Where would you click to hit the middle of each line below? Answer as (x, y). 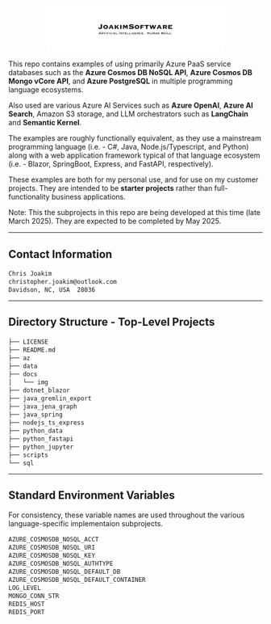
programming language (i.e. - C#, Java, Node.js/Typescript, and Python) (129, 147)
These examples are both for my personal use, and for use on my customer (133, 179)
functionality (29, 197)
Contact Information (60, 254)
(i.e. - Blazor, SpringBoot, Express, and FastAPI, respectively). (111, 164)
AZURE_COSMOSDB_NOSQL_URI (52, 547)
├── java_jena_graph (43, 407)
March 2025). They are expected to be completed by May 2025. (115, 221)
